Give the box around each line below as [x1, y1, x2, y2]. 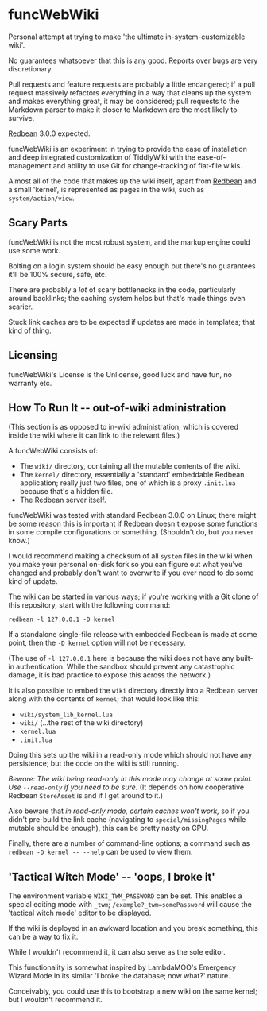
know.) [8, 536, 30, 546]
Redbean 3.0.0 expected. [8, 129, 91, 138]
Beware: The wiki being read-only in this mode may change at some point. [8, 774, 253, 784]
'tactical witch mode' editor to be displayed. [8, 908, 152, 918]
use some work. [8, 245, 61, 255]
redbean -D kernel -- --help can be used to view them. [8, 847, 193, 857]
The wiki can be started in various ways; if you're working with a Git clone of [8, 592, 259, 601]
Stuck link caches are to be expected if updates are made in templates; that [8, 317, 256, 326]
